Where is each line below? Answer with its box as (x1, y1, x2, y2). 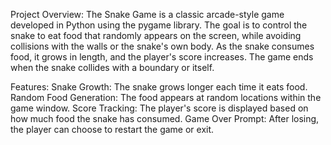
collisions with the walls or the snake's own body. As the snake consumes (10, 40, 315, 52)
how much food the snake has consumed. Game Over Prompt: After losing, (10, 113, 320, 124)
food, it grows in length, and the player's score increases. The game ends (10, 51, 314, 63)
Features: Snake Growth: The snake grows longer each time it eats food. (10, 81, 308, 93)
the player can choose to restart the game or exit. (10, 124, 215, 135)
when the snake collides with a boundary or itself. (10, 62, 215, 73)
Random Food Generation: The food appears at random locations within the (10, 92, 322, 103)
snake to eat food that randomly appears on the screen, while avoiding (10, 30, 302, 41)
